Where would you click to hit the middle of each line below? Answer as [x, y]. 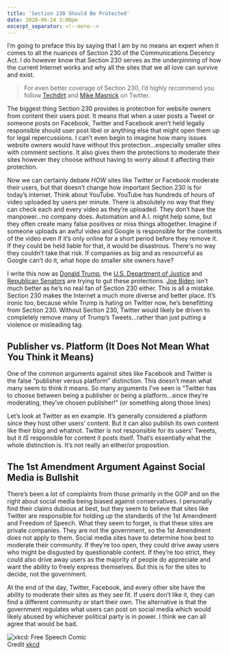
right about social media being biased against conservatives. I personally [110, 501]
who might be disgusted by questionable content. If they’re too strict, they [111, 552]
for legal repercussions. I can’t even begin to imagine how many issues [107, 138]
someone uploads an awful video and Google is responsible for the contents [114, 231]
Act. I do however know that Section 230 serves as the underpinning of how [114, 60]
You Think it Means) [51, 357]
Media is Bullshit [43, 477]
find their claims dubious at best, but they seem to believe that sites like [108, 509]
